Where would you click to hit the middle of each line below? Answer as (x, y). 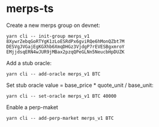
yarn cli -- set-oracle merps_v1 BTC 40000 (61, 96)
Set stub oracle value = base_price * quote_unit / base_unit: (80, 85)
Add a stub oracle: (29, 63)
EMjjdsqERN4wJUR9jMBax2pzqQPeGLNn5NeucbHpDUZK (65, 52)
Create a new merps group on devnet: (53, 25)
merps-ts (30, 9)
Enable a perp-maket (32, 107)
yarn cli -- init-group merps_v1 (48, 36)
